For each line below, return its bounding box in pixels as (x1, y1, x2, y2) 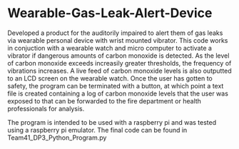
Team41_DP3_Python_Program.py (7, 133, 107, 142)
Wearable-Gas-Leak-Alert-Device (7, 5, 213, 21)
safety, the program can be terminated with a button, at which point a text (7, 81, 224, 90)
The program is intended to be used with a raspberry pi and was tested (7, 118, 217, 126)
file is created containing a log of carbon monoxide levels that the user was (7, 89, 228, 98)
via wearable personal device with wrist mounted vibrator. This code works (7, 36, 228, 44)
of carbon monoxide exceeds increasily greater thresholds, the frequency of (7, 58, 232, 67)
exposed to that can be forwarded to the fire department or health (7, 96, 202, 105)
